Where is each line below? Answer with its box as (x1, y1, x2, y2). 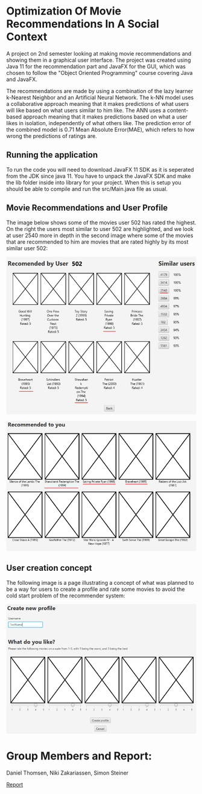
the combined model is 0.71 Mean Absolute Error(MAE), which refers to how (6, 126, 195, 133)
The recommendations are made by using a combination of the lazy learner (6, 87, 194, 94)
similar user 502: (6, 244, 48, 252)
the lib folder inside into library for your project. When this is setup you (6, 178, 181, 186)
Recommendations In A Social (6, 17, 160, 31)
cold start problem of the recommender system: (6, 591, 125, 599)
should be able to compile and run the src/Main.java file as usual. (6, 185, 168, 192)
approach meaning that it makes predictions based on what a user (23, 113, 188, 120)
